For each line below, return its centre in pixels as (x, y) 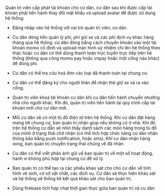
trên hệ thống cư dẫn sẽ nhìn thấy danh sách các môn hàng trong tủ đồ (84, 128)
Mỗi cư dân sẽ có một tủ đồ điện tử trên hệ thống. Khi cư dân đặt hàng (83, 118)
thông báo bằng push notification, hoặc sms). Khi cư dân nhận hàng (81, 138)
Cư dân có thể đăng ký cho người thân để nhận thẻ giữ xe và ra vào (81, 82)
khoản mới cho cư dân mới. (40, 108)
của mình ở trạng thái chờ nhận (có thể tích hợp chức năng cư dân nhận (85, 133)
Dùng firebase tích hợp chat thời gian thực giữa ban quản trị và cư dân (83, 188)
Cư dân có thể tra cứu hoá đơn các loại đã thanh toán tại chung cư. (80, 73)
